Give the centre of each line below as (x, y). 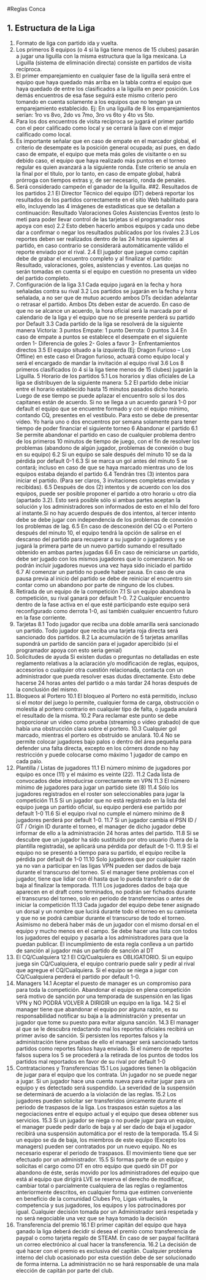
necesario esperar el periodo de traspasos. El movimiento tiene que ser (106, 1153)
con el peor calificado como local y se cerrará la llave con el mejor (100, 128)
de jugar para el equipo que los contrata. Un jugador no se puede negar (106, 1074)
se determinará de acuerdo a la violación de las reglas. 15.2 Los (96, 1094)
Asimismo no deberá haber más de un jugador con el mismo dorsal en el (107, 924)
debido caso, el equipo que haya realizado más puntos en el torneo (101, 160)
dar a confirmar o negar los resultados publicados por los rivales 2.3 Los (108, 232)
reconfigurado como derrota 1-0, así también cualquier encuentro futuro (107, 611)
